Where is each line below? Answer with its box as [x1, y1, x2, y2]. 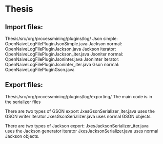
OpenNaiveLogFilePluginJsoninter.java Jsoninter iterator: [5, 56, 120, 62]
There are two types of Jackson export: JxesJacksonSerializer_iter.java [5, 123, 149, 128]
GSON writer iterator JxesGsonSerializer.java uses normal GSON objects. [5, 113, 152, 119]
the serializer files [5, 99, 41, 105]
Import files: [5, 23, 43, 31]
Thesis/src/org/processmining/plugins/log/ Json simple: [5, 36, 118, 41]
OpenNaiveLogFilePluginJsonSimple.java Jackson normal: [5, 41, 122, 47]
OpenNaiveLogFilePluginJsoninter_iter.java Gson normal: [5, 62, 120, 67]
